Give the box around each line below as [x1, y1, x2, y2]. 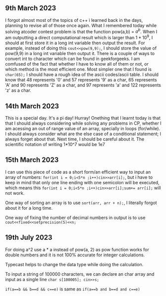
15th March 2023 [5, 156, 59, 164]
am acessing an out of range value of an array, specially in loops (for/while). [5, 125, 160, 131]
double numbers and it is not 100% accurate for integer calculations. [5, 252, 145, 258]
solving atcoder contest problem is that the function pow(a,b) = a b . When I [5, 27, 158, 34]
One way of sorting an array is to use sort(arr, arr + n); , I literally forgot [5, 200, 157, 206]
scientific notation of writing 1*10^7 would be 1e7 [5, 141, 105, 147]
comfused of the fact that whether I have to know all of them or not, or [5, 61, 149, 67]
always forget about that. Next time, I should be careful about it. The [5, 136, 145, 142]
